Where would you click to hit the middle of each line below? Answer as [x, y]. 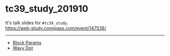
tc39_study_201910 [47, 9]
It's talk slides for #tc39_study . [37, 23]
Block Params [27, 42]
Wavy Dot [23, 48]
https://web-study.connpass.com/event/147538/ [56, 28]
